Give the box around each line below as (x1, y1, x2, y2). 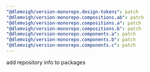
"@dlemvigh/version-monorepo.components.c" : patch (6, 43, 136, 49)
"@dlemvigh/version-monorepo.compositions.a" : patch (6, 20, 142, 26)
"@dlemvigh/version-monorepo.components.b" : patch (6, 37, 136, 43)
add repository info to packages (6, 58, 86, 66)
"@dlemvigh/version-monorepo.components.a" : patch (6, 31, 136, 37)
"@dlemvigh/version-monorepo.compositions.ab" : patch (6, 14, 145, 20)
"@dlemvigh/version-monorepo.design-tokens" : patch (6, 8, 139, 15)
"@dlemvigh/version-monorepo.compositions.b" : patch (6, 25, 142, 32)
